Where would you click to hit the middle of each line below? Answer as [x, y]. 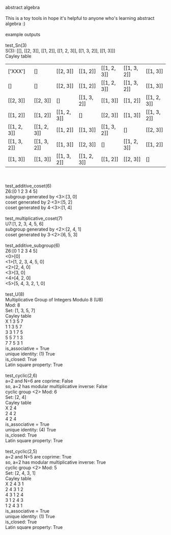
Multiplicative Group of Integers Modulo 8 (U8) [54, 300]
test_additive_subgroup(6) [33, 245]
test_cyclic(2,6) [21, 375]
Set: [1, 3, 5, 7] [20, 310]
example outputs [23, 34]
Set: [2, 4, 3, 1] [20, 473]
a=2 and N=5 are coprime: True [38, 457]
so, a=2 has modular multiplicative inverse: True [55, 462]
